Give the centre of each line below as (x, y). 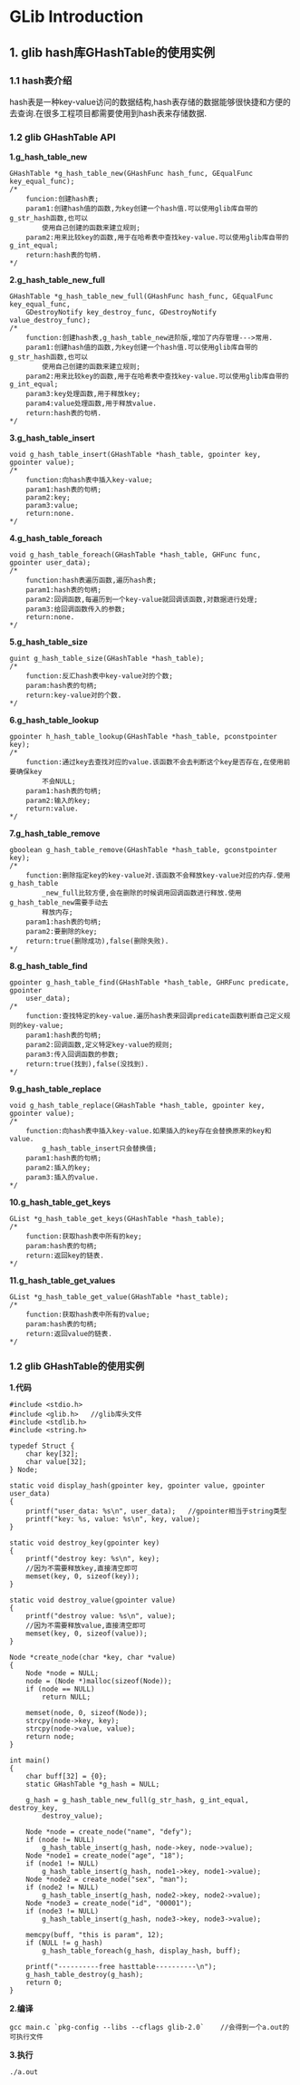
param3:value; (52, 506)
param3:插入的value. (63, 1178)
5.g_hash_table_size (48, 642)
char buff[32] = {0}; (66, 1777)
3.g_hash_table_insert (52, 438)
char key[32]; (52, 1454)
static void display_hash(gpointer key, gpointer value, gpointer (137, 1486)
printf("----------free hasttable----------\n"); (121, 1967)
